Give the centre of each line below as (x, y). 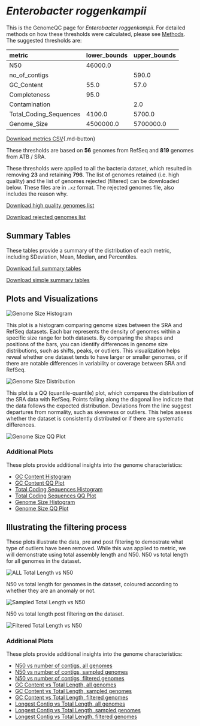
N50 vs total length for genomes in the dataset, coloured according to (92, 584)
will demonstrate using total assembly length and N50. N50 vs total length (97, 554)
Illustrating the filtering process (66, 527)
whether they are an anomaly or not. (51, 590)
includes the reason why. (37, 194)
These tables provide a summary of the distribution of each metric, (89, 250)
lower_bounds (107, 55)
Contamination (30, 104)
